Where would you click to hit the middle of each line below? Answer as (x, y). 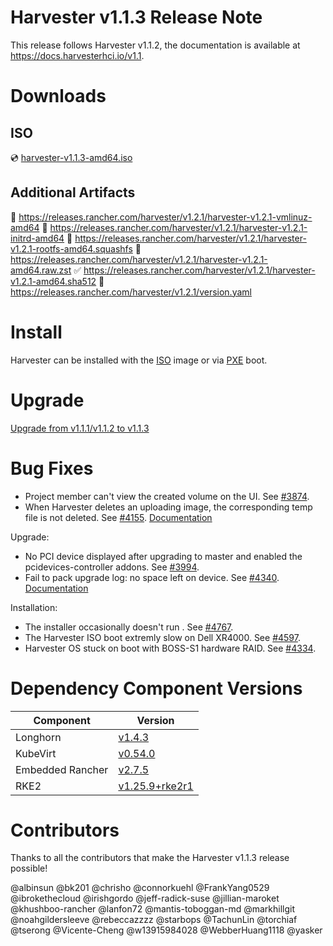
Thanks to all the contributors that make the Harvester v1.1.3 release (150, 858)
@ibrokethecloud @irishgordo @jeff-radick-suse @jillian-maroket (145, 898)
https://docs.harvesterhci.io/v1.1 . (77, 55)
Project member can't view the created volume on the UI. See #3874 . (167, 496)
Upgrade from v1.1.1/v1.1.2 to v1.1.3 (80, 428)
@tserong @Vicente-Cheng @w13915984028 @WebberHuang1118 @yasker (166, 930)
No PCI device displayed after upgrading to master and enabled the (163, 556)
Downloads (58, 96)
